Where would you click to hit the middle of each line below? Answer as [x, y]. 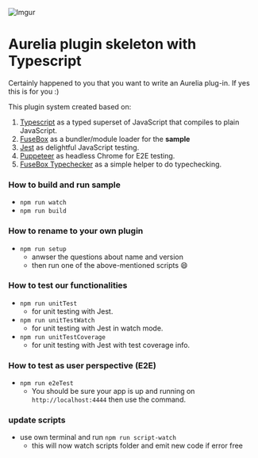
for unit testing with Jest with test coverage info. [111, 345]
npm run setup [43, 249]
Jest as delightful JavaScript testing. [79, 147]
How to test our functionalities [68, 285]
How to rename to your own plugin [76, 231]
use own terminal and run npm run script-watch [98, 437]
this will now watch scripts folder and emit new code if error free [137, 446]
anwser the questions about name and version [108, 257]
